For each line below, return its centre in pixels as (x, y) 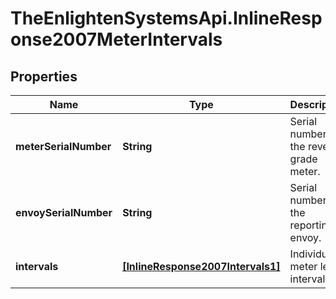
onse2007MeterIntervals (116, 39)
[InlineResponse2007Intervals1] (201, 266)
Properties (44, 76)
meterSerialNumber (63, 146)
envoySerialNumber (64, 212)
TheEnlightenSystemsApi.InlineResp (166, 18)
